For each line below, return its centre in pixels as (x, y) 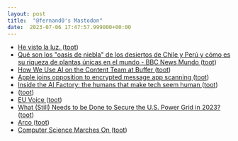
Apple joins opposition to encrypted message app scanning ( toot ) (113, 77)
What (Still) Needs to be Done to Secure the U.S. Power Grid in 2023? (119, 108)
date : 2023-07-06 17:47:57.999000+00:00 (69, 27)
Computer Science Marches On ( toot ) (72, 130)
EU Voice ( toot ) (40, 100)
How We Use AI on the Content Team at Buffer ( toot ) (94, 70)
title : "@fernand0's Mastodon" (55, 21)
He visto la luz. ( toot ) (48, 47)
